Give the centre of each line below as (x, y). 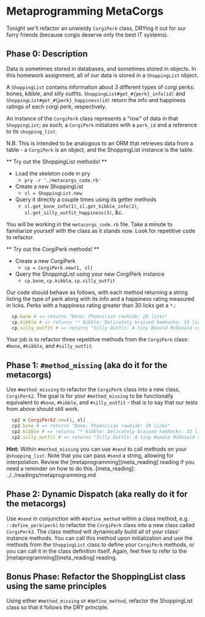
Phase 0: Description (47, 54)
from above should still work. (43, 409)
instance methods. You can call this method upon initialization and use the (99, 538)
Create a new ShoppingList (49, 186)
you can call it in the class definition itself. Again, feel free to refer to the (97, 551)
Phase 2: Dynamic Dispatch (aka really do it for (97, 494)
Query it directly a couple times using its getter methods (86, 199)
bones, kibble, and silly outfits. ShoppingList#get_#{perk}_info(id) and (96, 94)
